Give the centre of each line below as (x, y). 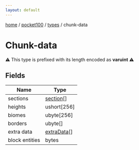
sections (18, 99)
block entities (24, 140)
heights (17, 107)
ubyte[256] (59, 115)
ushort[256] (60, 107)
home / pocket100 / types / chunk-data (47, 25)
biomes (17, 115)
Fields (15, 76)
